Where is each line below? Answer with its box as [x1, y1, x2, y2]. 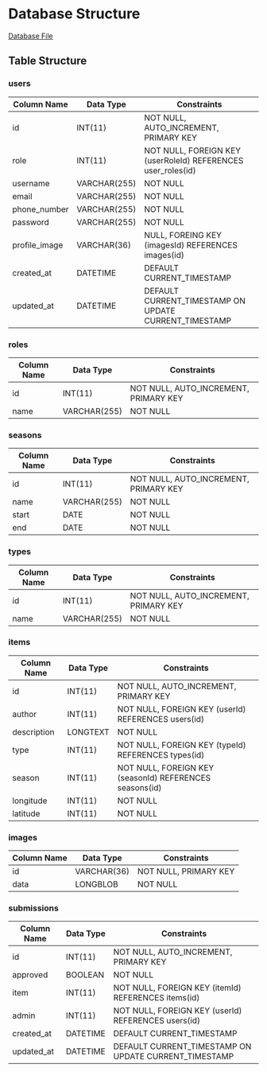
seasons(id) [117, 782, 162, 793]
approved [12, 969, 48, 980]
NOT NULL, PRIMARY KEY [137, 866, 235, 877]
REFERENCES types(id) [117, 749, 205, 760]
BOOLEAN [66, 969, 105, 980]
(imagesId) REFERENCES [144, 240, 238, 251]
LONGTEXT [67, 726, 110, 737]
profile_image [12, 240, 64, 251]
